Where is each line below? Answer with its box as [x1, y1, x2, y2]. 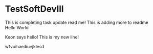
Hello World [5, 24, 29, 30]
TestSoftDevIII [5, 3, 64, 15]
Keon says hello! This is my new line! [5, 34, 79, 40]
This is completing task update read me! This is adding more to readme [5, 19, 149, 25]
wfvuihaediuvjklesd [5, 43, 44, 49]
